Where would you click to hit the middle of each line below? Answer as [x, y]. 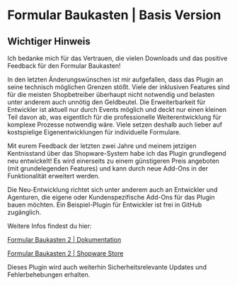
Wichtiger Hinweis [49, 41]
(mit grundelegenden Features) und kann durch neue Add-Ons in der [108, 168]
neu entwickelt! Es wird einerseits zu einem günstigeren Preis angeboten [113, 161]
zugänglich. [24, 212]
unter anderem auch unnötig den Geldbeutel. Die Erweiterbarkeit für [106, 102]
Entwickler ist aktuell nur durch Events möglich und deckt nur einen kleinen [117, 109]
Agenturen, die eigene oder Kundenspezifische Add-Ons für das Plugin [111, 197]
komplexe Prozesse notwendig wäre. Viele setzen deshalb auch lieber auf [115, 125]
